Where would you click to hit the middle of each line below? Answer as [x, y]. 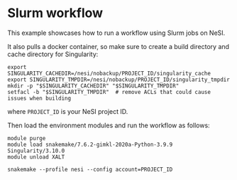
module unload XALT [36, 157]
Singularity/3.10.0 [36, 151]
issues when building [39, 98]
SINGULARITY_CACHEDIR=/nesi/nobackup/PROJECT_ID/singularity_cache [109, 73]
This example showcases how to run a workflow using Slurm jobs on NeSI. [116, 33]
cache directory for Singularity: [53, 54]
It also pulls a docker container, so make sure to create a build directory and [118, 46]
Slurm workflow [55, 13]
